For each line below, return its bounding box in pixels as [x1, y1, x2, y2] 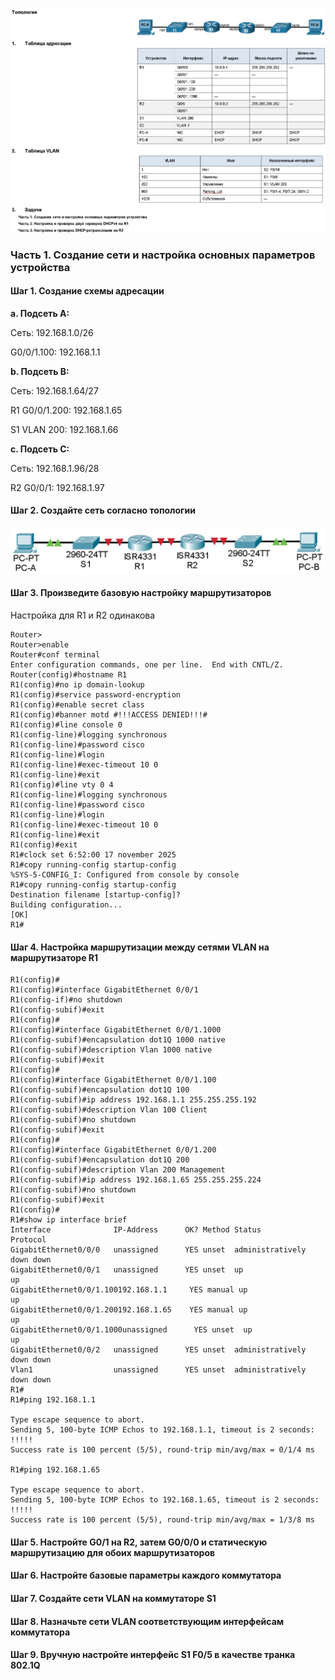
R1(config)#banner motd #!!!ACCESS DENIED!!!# [10, 710, 208, 720]
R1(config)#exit [10, 840, 78, 850]
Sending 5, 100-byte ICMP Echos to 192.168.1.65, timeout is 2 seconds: [10, 1495, 320, 1505]
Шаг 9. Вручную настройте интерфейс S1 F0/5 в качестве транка [10, 1649, 296, 1661]
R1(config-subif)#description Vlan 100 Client [10, 1105, 208, 1115]
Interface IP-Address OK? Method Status [10, 1225, 262, 1235]
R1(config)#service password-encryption [10, 690, 182, 700]
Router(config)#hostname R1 [10, 670, 128, 680]
